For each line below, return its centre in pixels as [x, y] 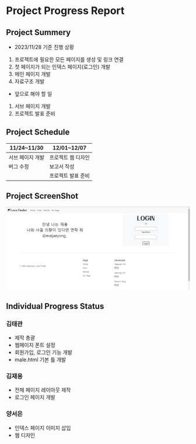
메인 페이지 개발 [32, 74]
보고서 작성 [62, 166]
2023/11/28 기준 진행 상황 [44, 47]
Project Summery [38, 32]
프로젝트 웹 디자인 [70, 157]
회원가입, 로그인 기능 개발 [43, 352]
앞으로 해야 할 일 [33, 94]
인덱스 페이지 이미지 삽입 [43, 428]
